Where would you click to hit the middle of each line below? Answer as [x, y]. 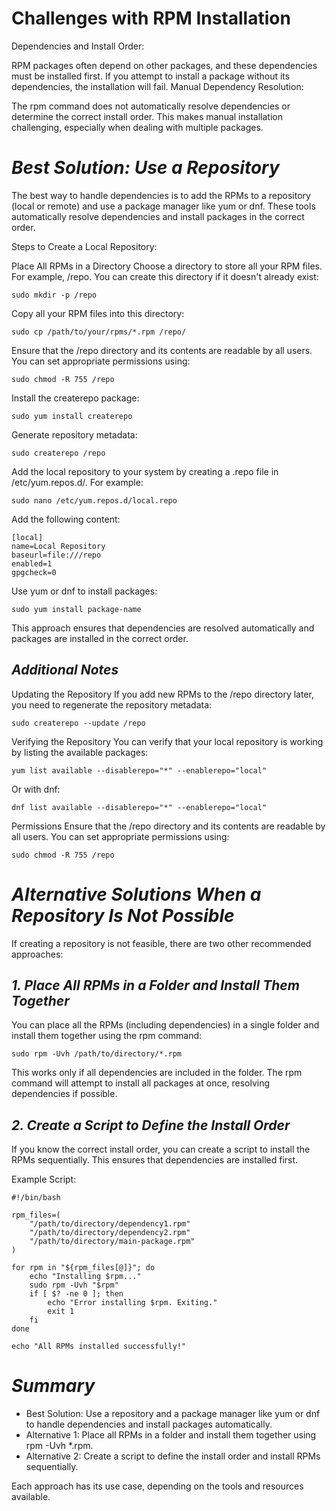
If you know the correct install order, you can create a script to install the [161, 1149]
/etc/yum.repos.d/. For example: [77, 482]
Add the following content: [66, 519]
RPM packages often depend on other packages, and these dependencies [164, 65]
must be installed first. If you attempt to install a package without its [151, 76]
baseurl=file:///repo [56, 555]
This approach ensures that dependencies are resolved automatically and [163, 628]
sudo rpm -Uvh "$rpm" [74, 1285]
